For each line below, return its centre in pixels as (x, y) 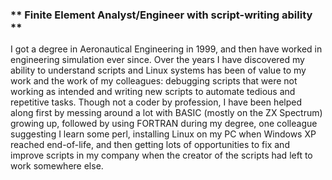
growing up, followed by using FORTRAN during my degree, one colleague (164, 124)
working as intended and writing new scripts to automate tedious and (153, 92)
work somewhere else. (57, 166)
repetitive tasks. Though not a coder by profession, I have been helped (156, 102)
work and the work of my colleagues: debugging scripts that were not (154, 81)
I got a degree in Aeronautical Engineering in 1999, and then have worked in (166, 49)
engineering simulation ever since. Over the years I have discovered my (157, 60)
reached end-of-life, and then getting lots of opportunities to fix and (150, 145)
